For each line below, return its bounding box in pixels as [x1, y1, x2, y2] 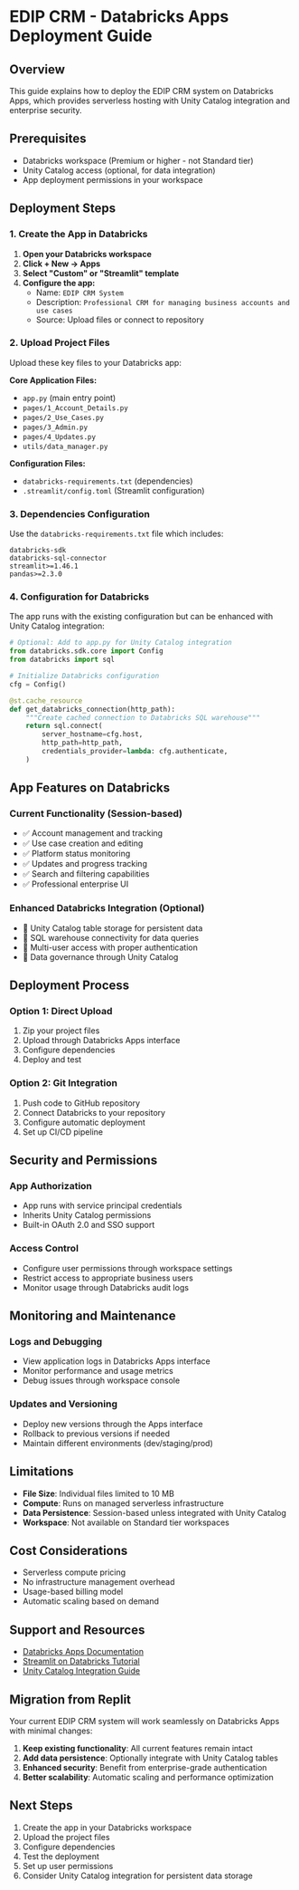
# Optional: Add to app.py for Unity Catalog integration [9, 638, 232, 648]
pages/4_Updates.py [22, 432, 97, 441]
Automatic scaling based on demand [22, 1596, 160, 1607]
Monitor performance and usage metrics [22, 1366, 173, 1377]
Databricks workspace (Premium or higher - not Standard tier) [22, 155, 255, 166]
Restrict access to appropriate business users [22, 1272, 194, 1283]
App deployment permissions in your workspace [22, 174, 203, 185]
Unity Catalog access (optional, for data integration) [22, 165, 216, 176]
